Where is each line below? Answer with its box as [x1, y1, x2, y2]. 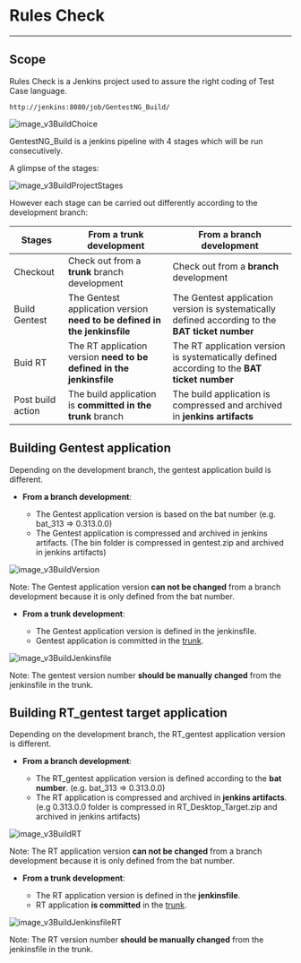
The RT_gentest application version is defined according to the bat [35, 773, 282, 784]
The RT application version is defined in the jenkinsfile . [35, 890, 241, 901]
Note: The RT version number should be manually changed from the [9, 934, 264, 945]
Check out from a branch [172, 260, 279, 272]
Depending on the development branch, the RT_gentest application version [9, 729, 286, 740]
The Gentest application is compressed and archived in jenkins [35, 528, 268, 538]
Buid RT [13, 356, 47, 368]
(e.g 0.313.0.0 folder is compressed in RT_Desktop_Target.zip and [35, 802, 278, 813]
